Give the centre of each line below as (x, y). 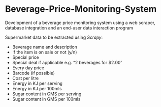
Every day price (28, 68)
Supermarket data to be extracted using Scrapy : (54, 37)
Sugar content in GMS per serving (47, 94)
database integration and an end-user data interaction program (69, 27)
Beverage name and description (45, 47)
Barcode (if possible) (33, 73)
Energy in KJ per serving (37, 83)
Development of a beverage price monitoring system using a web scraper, (80, 23)
